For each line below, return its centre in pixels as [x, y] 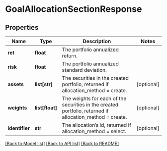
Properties [22, 27]
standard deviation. [84, 70]
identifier [19, 128]
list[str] [44, 84]
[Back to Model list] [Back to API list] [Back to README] [62, 144]
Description [97, 41]
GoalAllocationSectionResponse [74, 9]
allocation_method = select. [94, 131]
